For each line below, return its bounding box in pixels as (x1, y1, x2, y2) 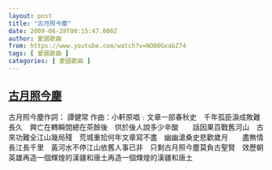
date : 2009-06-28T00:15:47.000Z (8, 27, 117, 35)
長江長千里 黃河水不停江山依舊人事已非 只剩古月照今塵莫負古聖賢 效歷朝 (8, 142, 264, 152)
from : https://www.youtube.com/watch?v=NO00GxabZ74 (8, 42, 186, 50)
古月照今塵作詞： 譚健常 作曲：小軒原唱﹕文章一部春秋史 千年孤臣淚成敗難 (8, 112, 261, 121)
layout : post (8, 11, 53, 20)
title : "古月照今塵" (8, 19, 71, 28)
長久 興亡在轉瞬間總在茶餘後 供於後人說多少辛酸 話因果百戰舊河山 (8, 122, 249, 132)
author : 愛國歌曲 (8, 34, 62, 43)
